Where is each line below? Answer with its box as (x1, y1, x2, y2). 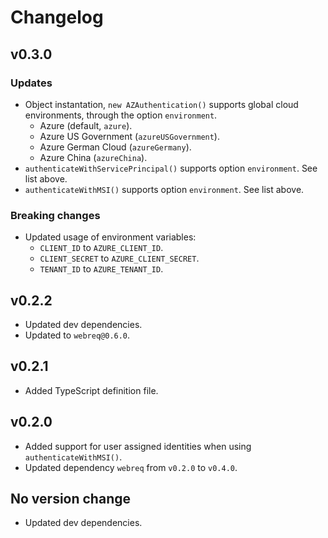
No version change (10, 491, 131, 507)
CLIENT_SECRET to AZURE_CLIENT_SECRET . (39, 252, 200, 265)
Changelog (10, 6, 104, 29)
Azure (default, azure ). (39, 119, 133, 131)
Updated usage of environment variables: (24, 231, 197, 243)
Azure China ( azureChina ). (39, 151, 148, 163)
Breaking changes (10, 208, 101, 222)
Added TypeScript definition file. (24, 384, 159, 396)
